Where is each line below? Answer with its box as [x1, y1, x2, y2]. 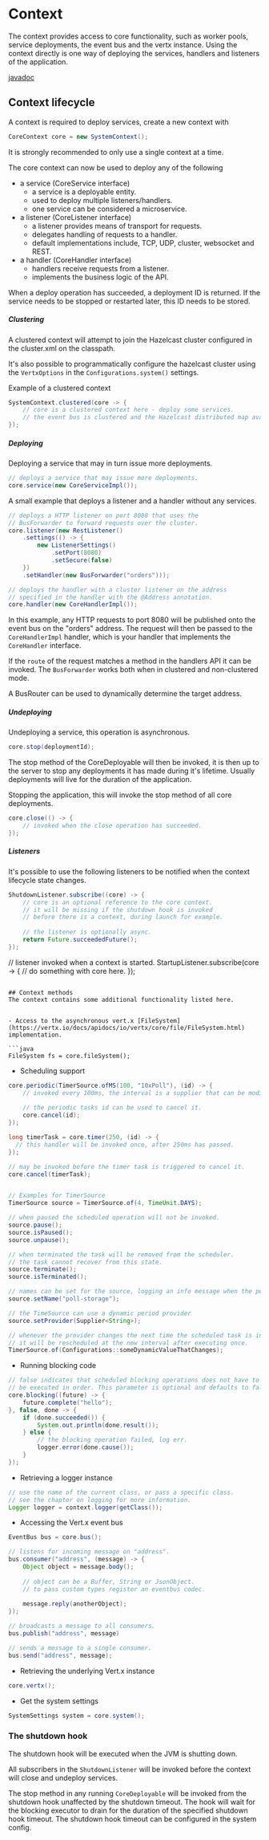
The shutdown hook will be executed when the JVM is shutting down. [8, 1748, 238, 1758]
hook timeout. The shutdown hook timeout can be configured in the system [8, 1814, 257, 1823]
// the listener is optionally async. [22, 928, 152, 936]
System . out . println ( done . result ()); [37, 1421, 159, 1429]
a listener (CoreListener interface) [19, 212, 132, 222]
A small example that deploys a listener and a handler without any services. [8, 495, 257, 506]
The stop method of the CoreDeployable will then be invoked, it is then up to [8, 758, 260, 767]
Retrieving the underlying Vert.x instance [19, 1666, 155, 1675]
